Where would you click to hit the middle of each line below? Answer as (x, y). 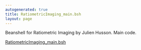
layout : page (19, 19)
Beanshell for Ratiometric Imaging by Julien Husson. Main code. (71, 33)
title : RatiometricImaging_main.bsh (43, 14)
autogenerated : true (27, 10)
